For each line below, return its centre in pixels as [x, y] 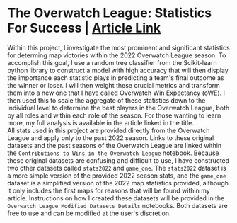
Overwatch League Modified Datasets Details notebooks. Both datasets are [117, 205]
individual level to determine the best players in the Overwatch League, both [118, 108]
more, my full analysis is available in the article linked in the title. [101, 122]
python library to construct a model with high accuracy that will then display [118, 70]
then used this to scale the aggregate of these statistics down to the [106, 100]
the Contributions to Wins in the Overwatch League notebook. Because [113, 153]
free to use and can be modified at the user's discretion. [89, 213]
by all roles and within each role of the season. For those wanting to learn [114, 115]
